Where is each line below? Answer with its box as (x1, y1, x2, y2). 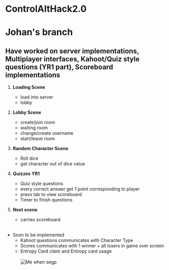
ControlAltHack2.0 (5, 3, 87, 15)
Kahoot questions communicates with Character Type (20, 237, 133, 243)
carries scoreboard (20, 216, 61, 223)
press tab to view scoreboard (20, 191, 82, 198)
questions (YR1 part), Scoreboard (5, 62, 114, 71)
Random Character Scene (12, 145, 69, 152)
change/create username (20, 130, 74, 136)
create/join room (20, 119, 55, 126)
